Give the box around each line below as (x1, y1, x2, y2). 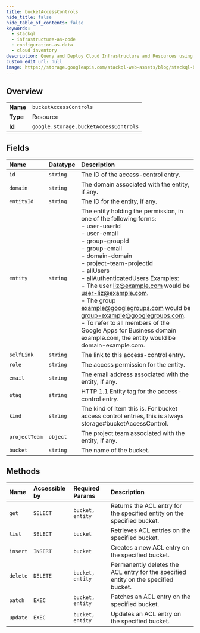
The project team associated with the (81, 429, 185, 437)
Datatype (48, 160, 76, 169)
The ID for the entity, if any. (81, 197, 158, 206)
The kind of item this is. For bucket (81, 405, 177, 412)
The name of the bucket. (81, 446, 150, 454)
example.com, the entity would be (81, 334, 176, 342)
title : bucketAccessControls (6, 8, 79, 15)
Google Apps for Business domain (81, 326, 177, 334)
